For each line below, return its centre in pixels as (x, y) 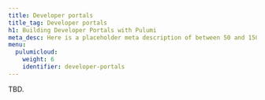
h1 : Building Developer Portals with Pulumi (82, 30)
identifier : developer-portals (74, 67)
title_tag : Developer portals (58, 23)
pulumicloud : (37, 52)
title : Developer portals (50, 15)
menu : (17, 45)
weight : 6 (39, 60)
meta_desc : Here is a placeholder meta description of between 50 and (127, 37)
